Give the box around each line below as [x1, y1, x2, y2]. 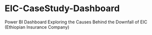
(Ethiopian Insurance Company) [4, 24, 70, 30]
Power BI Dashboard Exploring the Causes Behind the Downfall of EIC [4, 19, 148, 25]
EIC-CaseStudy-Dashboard [4, 3, 120, 14]
